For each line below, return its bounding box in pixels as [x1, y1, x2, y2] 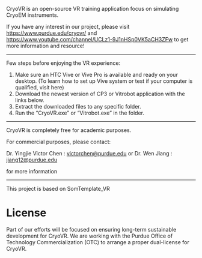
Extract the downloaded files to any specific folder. [14, 103, 141, 110]
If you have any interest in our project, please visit [6, 23, 130, 30]
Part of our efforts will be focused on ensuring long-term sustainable [6, 226, 177, 233]
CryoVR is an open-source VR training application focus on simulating [6, 5, 179, 12]
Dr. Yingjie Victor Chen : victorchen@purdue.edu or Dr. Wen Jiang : [6, 150, 173, 157]
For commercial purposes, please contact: [6, 138, 111, 145]
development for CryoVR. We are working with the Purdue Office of [6, 232, 173, 239]
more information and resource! [6, 42, 85, 49]
